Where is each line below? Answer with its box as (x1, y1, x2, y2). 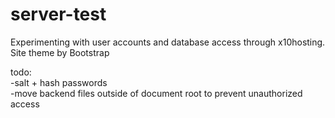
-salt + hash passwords (10, 76, 108, 88)
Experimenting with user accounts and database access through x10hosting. (10, 36, 326, 48)
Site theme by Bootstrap (10, 46, 110, 58)
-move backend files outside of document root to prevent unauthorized (10, 87, 303, 99)
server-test (10, 3, 107, 26)
